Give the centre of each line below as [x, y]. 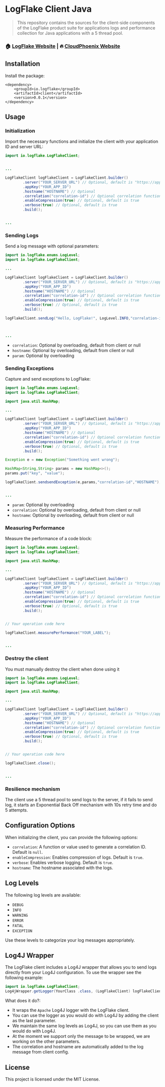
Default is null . [27, 852]
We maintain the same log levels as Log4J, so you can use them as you [84, 1026]
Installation [23, 64]
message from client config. [41, 1052]
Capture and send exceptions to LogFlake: [48, 379]
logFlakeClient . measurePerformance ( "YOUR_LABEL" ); [58, 633]
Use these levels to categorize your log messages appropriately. [70, 940]
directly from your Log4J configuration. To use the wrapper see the [73, 973]
